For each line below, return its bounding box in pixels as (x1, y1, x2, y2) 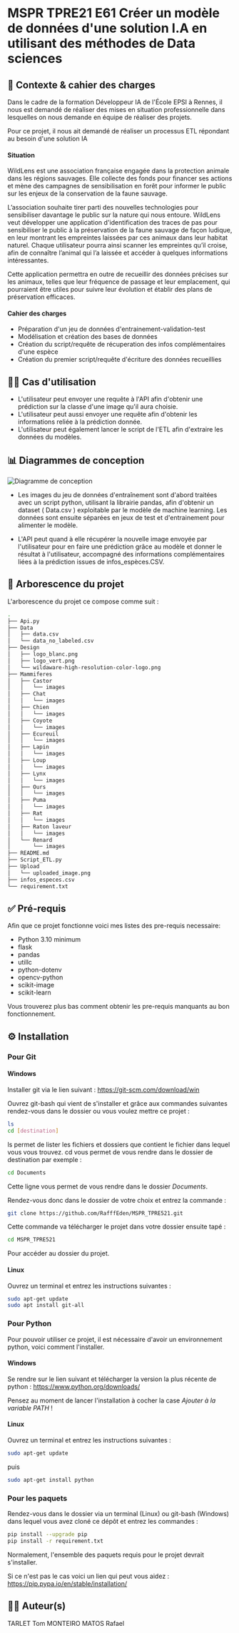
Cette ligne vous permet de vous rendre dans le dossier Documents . (7, 1182, 208, 1191)
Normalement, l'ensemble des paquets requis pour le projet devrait (7, 1550, 205, 1559)
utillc (17, 958, 32, 967)
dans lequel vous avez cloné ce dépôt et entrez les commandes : (7, 1517, 198, 1525)
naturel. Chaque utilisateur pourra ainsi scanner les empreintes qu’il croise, (7, 241, 228, 250)
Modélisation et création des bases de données (17, 332, 158, 341)
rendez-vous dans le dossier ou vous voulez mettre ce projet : (7, 1107, 190, 1115)
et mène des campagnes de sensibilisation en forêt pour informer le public (7, 182, 226, 190)
